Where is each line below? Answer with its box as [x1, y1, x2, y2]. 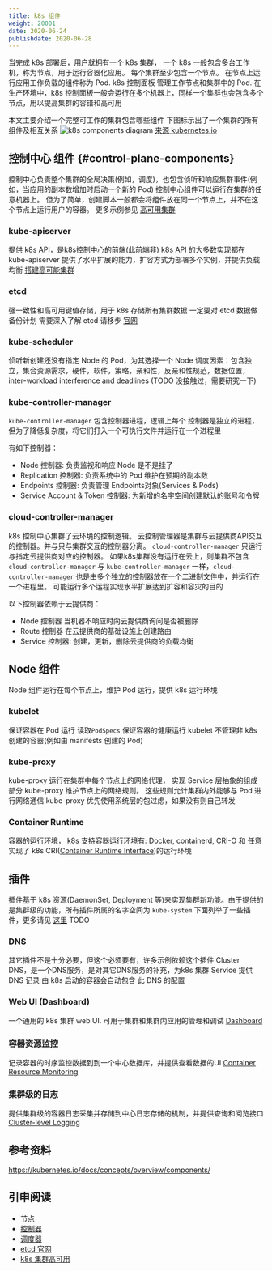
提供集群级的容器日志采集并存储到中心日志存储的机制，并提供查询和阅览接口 [8, 1108, 264, 1118]
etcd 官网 [19, 1243, 52, 1253]
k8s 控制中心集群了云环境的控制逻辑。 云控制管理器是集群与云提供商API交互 [8, 531, 263, 541]
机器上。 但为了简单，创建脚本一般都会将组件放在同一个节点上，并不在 [15, 195, 252, 205]
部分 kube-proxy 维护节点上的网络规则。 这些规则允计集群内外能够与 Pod [8, 785, 253, 795]
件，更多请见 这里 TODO [8, 916, 91, 925]
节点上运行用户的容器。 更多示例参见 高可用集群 [15, 205, 176, 215]
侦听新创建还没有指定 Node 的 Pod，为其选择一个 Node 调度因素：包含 [8, 355, 245, 365]
